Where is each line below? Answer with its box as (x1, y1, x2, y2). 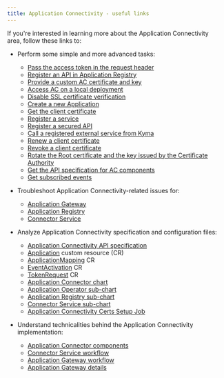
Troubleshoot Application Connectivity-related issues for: (17, 186, 181, 195)
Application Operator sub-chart (27, 285, 117, 293)
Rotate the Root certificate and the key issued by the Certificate (27, 151, 208, 159)
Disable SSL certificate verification (27, 92, 126, 101)
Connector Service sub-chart (27, 299, 111, 308)
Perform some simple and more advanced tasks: (17, 50, 155, 58)
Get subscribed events (27, 173, 92, 181)
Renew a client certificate (27, 136, 100, 145)
